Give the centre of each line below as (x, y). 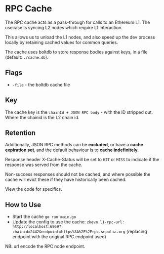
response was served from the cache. (44, 165)
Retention (20, 133)
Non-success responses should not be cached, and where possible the (78, 174)
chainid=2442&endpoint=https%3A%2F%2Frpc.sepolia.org (69, 232)
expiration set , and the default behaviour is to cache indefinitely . (72, 150)
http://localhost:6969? (37, 227)
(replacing (137, 232)
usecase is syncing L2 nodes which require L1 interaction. (64, 27)
